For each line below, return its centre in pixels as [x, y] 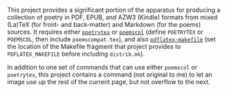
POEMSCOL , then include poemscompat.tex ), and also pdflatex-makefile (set [111, 39]
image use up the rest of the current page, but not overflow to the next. [109, 82]
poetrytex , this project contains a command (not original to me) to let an [110, 74]
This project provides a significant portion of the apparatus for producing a [114, 10]
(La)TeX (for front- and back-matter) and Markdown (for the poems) [104, 24]
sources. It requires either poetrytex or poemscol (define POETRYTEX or [105, 32]
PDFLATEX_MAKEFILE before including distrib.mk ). [76, 54]
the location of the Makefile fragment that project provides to [94, 46]
